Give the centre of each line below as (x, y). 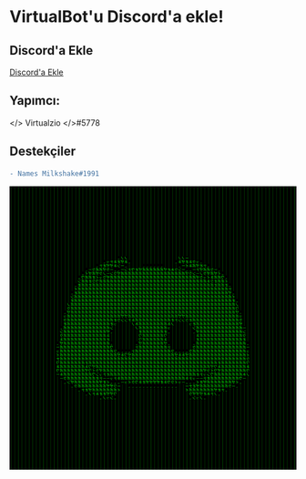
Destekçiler (42, 152)
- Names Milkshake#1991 (55, 173)
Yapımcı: (35, 101)
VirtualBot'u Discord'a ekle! (117, 17)
